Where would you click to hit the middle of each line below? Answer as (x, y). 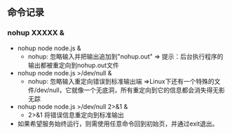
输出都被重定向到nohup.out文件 (73, 65)
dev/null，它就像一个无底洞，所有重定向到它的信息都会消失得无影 (131, 90)
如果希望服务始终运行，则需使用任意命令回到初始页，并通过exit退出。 (118, 124)
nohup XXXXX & (36, 33)
